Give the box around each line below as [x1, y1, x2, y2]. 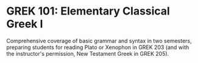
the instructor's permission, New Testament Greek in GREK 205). [6, 50, 169, 57]
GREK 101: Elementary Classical [6, 4, 171, 18]
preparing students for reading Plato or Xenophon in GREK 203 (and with [6, 44, 189, 51]
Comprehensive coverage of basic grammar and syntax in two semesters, [6, 37, 192, 44]
